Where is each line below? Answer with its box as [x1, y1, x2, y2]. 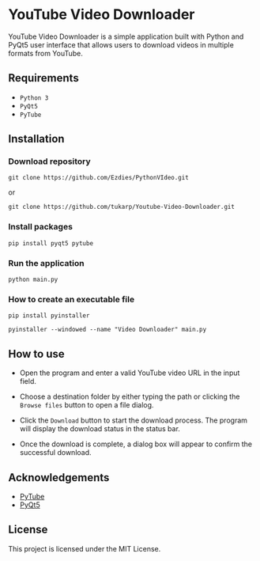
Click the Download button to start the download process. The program [19, 415, 247, 425]
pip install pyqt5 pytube [8, 239, 93, 247]
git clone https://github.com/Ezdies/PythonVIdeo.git [8, 174, 190, 182]
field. [19, 377, 37, 386]
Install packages [8, 222, 73, 233]
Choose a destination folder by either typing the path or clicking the [19, 392, 240, 401]
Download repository [8, 156, 91, 167]
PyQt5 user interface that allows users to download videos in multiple [8, 40, 235, 49]
